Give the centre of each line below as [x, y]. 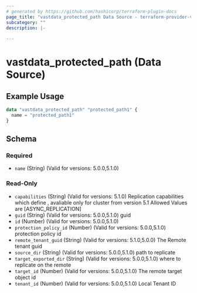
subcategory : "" [26, 22]
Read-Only [22, 183]
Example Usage [35, 96]
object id [25, 277]
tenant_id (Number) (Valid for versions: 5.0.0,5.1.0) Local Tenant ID [95, 283]
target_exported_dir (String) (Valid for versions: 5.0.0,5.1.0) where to [98, 258]
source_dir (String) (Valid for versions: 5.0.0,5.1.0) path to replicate [95, 252]
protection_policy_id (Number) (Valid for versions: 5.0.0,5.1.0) [90, 227]
